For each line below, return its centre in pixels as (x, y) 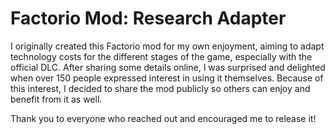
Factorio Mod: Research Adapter (148, 18)
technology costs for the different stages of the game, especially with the (161, 56)
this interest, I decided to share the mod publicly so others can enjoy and (160, 88)
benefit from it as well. (56, 99)
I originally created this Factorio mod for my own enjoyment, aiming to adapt (167, 46)
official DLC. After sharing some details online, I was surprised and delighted (168, 67)
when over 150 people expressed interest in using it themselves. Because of (167, 78)
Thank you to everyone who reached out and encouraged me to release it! (163, 118)
